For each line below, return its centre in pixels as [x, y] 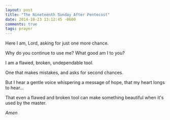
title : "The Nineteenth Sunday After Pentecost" [58, 15]
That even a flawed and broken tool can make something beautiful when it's [84, 98]
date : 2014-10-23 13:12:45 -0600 [41, 19]
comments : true [21, 24]
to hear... [14, 88]
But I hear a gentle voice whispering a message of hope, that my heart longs [85, 83]
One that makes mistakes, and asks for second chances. [64, 73]
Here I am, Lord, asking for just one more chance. [57, 43]
